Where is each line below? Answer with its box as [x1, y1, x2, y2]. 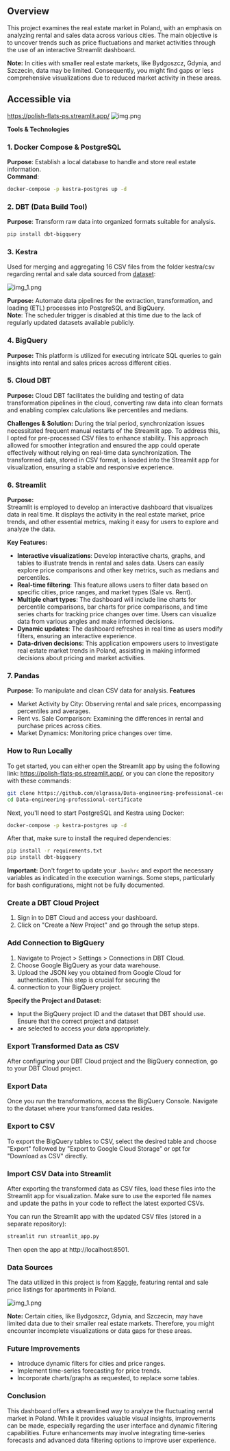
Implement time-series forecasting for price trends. [16, 1366, 162, 1375]
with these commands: [7, 776, 72, 785]
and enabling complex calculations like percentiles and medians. [7, 405, 189, 414]
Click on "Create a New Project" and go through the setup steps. [16, 921, 200, 930]
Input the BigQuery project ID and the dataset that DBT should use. [16, 1009, 206, 1017]
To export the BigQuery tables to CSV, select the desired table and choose [7, 1137, 217, 1145]
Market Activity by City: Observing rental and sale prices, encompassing [16, 700, 222, 708]
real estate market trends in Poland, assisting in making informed [16, 646, 201, 655]
